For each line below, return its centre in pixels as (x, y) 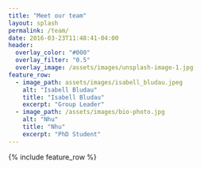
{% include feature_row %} (52, 157)
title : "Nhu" (44, 127)
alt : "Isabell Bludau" (60, 90)
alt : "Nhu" (41, 120)
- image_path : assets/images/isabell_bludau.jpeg (99, 82)
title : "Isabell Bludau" (64, 97)
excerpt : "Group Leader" (64, 104)
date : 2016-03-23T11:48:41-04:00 (64, 38)
